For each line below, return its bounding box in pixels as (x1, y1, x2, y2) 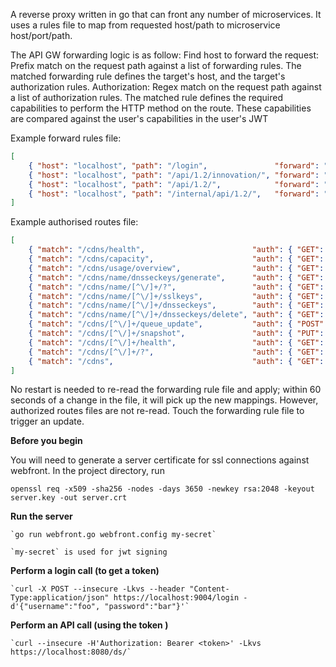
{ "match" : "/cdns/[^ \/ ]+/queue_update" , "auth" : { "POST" (28, 319, 325, 329)
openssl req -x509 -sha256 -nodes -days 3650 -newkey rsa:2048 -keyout (10, 484, 315, 494)
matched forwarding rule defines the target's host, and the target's (10, 70, 286, 82)
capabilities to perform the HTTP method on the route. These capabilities (10, 102, 312, 114)
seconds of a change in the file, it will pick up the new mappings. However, (10, 394, 319, 406)
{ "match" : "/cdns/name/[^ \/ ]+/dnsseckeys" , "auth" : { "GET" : (28, 300, 325, 311)
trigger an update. (10, 415, 85, 428)
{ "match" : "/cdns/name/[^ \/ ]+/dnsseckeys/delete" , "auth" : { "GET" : (28, 310, 325, 320)
